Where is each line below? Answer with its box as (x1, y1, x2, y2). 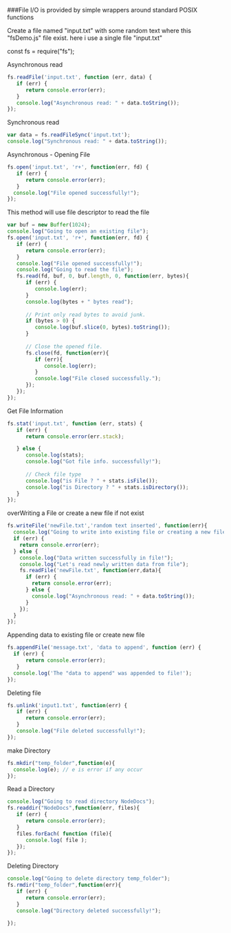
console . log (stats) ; (25, 452, 85, 459)
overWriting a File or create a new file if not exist (7, 509, 144, 517)
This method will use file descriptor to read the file (7, 208, 150, 216)
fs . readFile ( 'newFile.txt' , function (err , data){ (19, 567, 162, 574)
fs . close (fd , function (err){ (25, 349, 109, 357)
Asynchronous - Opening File (7, 151, 91, 158)
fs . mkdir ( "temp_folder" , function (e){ (7, 759, 115, 766)
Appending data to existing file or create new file (7, 631, 145, 639)
